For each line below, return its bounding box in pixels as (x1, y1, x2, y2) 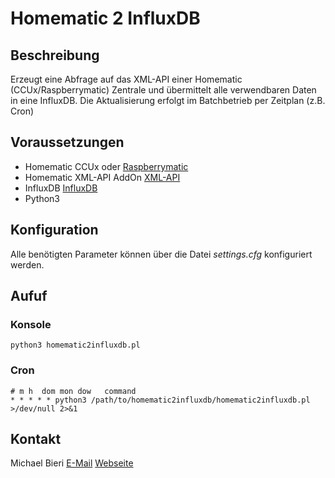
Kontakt (10, 431, 62, 447)
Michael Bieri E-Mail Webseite (10, 457, 134, 469)
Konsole (10, 317, 52, 331)
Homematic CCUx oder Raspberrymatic (24, 160, 189, 172)
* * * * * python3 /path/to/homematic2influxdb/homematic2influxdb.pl (10, 395, 311, 405)
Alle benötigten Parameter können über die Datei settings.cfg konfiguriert (10, 248, 313, 260)
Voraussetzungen (10, 134, 125, 151)
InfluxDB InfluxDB (24, 182, 98, 194)
